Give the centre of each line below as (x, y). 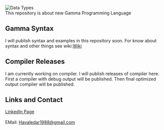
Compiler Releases (35, 62)
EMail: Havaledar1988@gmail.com (40, 123)
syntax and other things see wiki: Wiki (44, 46)
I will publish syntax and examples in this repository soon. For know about (81, 40)
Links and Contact (34, 100)
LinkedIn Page (20, 112)
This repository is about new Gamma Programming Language (68, 13)
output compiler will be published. (40, 84)
